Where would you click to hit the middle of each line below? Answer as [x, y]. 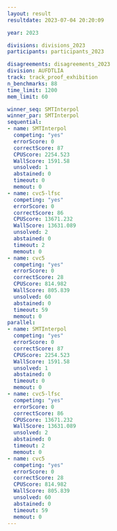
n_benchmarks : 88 [32, 84]
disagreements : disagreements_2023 [59, 64]
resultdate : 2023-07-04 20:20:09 [56, 20]
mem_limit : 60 [28, 97]
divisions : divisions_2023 [46, 45]
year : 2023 [23, 33]
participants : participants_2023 [56, 52]
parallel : [22, 323]
